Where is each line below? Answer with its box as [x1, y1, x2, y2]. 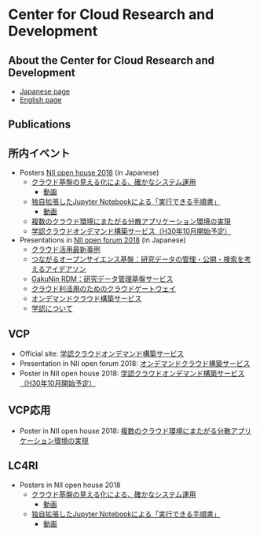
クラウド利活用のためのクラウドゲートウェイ [31, 284, 177, 294]
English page [19, 95, 62, 104]
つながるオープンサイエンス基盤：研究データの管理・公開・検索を [31, 254, 245, 264]
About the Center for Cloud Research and [8, 54, 214, 67]
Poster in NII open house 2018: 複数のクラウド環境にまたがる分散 [19, 426, 232, 435]
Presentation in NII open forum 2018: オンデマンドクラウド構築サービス [19, 359, 251, 368]
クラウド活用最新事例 [31, 245, 101, 254]
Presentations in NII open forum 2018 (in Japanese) [19, 235, 186, 245]
